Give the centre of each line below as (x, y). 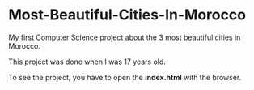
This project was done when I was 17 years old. (87, 62)
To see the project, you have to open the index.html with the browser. (125, 77)
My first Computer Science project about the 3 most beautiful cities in (125, 37)
